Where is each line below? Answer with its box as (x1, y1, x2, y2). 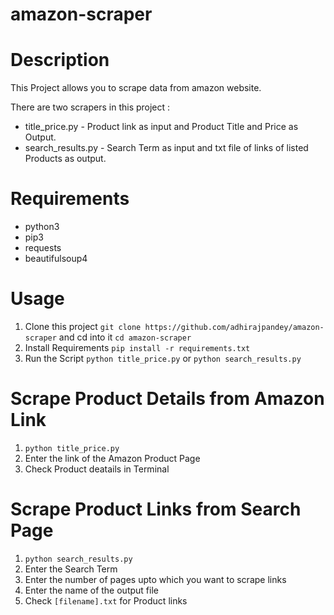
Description (10, 49, 110, 72)
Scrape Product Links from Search (10, 498, 302, 521)
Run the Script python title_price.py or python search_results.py (24, 353, 302, 364)
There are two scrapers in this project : (10, 101, 171, 113)
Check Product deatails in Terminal (24, 463, 170, 475)
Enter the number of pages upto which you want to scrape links (24, 573, 287, 585)
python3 (24, 221, 60, 233)
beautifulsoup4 (24, 253, 88, 265)
